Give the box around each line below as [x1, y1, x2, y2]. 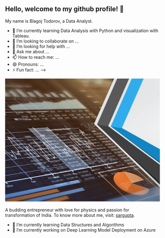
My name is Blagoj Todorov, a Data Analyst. [5, 18, 93, 24]
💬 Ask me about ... [12, 48, 50, 54]
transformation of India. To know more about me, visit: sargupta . [5, 212, 135, 218]
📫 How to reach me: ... [12, 54, 59, 60]
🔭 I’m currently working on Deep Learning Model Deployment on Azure [12, 227, 156, 233]
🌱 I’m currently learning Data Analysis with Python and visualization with [12, 28, 159, 34]
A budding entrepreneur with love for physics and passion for [5, 207, 129, 213]
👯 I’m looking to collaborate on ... [12, 38, 79, 44]
